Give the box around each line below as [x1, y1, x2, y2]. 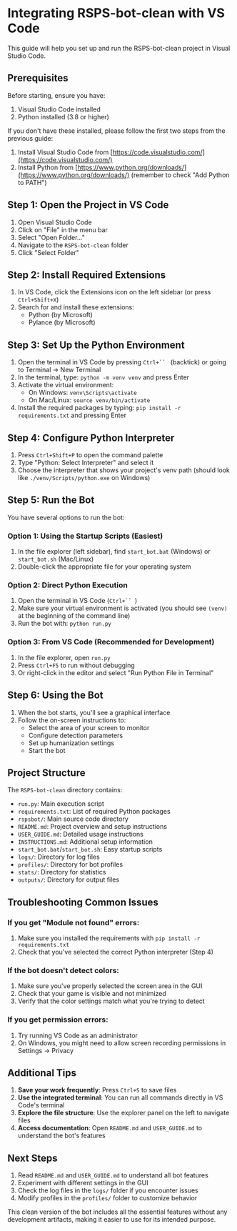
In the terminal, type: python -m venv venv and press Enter [17, 373, 190, 382]
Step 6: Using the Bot [7, 689, 104, 702]
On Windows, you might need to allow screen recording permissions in [17, 1038, 226, 1047]
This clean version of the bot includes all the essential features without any [7, 1207, 228, 1216]
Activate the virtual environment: [17, 381, 114, 389]
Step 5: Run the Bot [7, 494, 95, 507]
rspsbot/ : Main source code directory [17, 814, 128, 823]
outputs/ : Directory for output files [17, 875, 120, 884]
